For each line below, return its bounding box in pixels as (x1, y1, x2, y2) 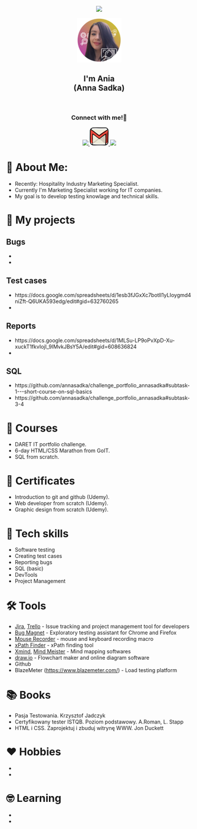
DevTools (14, 571, 38, 578)
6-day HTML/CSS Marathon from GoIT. (14, 447, 110, 454)
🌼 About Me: (6, 161, 68, 174)
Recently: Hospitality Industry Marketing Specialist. (14, 180, 139, 187)
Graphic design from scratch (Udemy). (14, 506, 109, 513)
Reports (6, 321, 37, 331)
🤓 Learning (6, 792, 62, 805)
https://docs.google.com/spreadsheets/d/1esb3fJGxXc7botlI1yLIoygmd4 (14, 291, 192, 298)
